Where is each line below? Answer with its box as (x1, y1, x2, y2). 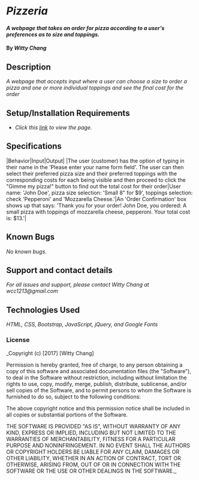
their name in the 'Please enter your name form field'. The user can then (6, 163, 184, 170)
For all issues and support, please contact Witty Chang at (6, 281, 149, 289)
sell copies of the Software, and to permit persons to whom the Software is (6, 386, 192, 394)
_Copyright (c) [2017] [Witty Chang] (6, 349, 94, 356)
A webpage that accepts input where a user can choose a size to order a (6, 78, 188, 85)
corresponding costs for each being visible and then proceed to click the (6, 176, 186, 184)
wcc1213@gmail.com (6, 287, 58, 295)
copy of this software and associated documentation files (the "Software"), (6, 367, 192, 374)
